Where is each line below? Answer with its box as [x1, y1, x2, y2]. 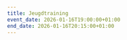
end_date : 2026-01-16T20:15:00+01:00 [7, 22, 115, 29]
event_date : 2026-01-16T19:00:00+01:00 [7, 16, 121, 23]
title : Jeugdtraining [7, 9, 69, 17]
